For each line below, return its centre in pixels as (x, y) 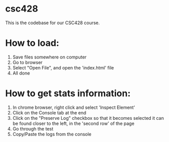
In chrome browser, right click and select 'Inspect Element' (74, 107)
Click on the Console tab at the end (49, 113)
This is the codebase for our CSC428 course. (53, 23)
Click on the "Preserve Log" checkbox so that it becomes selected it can (88, 118)
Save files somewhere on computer (50, 57)
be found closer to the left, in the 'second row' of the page (73, 123)
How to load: (32, 43)
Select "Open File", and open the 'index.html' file (63, 67)
